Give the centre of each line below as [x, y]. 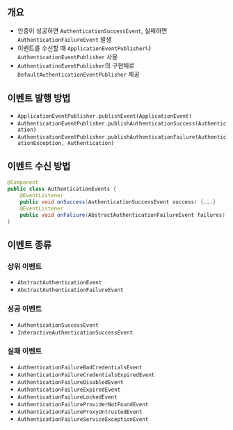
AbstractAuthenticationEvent [59, 283]
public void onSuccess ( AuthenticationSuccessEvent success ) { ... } [118, 202]
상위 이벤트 [25, 266]
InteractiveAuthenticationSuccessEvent [75, 332]
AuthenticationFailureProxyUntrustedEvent [80, 412]
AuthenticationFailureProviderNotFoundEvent [83, 404]
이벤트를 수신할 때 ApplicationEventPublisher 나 [84, 48]
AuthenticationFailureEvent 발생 [64, 39]
